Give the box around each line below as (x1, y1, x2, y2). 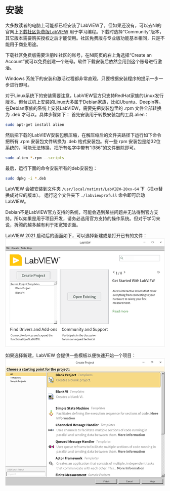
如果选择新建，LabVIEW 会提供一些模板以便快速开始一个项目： (5, 352, 137, 358)
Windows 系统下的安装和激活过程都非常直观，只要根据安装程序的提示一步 (5, 75, 159, 81)
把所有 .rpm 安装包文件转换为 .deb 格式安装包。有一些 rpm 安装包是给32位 (5, 138, 161, 144)
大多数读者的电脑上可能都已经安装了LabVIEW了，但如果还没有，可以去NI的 (5, 22, 162, 28)
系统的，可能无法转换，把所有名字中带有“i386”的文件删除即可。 (5, 145, 138, 151)
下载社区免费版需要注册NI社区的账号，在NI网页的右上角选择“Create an (5, 52, 152, 58)
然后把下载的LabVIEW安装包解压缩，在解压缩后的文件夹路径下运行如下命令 (5, 132, 162, 138)
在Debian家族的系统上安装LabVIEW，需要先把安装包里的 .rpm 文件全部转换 (5, 105, 162, 111)
